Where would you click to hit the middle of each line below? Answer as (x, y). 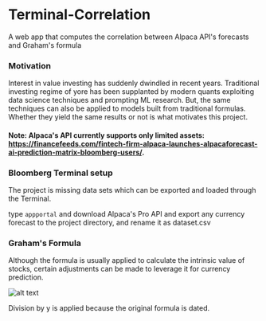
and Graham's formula (45, 45)
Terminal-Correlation (80, 15)
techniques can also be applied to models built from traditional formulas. (127, 108)
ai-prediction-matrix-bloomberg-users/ (75, 152)
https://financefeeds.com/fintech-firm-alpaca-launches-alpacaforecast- (133, 143)
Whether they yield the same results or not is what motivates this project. (128, 117)
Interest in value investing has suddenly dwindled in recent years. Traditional (134, 83)
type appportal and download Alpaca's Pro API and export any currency (127, 214)
